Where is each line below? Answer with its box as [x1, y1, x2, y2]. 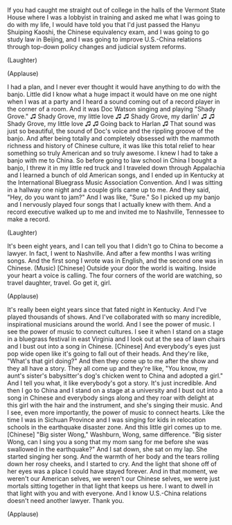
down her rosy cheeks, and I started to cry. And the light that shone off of [7, 460, 217, 468]
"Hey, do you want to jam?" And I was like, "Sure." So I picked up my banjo [7, 193, 220, 201]
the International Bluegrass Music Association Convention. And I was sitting [7, 178, 223, 186]
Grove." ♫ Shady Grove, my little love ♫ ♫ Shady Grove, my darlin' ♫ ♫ [7, 112, 215, 120]
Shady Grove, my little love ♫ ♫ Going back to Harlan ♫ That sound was [7, 120, 216, 127]
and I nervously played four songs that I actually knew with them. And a [7, 201, 211, 208]
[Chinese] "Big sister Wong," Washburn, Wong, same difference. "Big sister [7, 430, 222, 439]
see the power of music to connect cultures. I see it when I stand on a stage [7, 328, 224, 335]
